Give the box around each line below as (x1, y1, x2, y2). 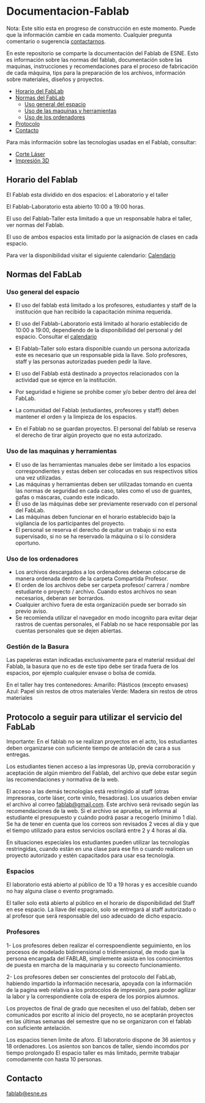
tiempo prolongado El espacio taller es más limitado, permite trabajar (6, 1049, 181, 1056)
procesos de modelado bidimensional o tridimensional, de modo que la (6, 948, 185, 955)
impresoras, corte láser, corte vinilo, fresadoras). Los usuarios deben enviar (6, 794, 198, 802)
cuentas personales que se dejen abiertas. (15, 627, 123, 634)
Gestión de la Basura (6, 642, 69, 651)
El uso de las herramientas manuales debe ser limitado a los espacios (15, 461, 191, 468)
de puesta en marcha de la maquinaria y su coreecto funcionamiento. (6, 961, 182, 969)
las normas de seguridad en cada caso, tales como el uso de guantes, (15, 486, 192, 494)
